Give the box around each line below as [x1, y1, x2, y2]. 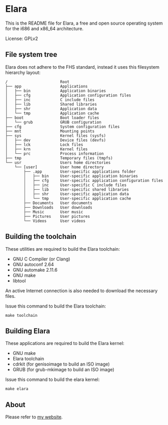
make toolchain [5, 313, 38, 318]
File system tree [5, 50, 58, 59]
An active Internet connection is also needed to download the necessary [5, 288, 158, 294]
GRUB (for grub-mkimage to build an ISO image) [12, 367, 115, 373]
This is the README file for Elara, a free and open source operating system [5, 20, 163, 26]
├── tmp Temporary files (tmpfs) [5, 155, 113, 160]
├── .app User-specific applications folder [23, 169, 136, 174]
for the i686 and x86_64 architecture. [5, 25, 84, 31]
